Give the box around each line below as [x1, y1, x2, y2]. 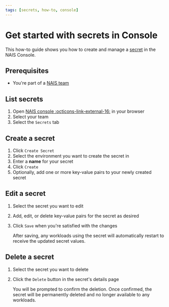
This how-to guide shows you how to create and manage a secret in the [5, 46, 156, 53]
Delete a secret [5, 253, 54, 262]
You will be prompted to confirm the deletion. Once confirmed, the [12, 286, 152, 292]
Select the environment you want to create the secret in [12, 153, 130, 159]
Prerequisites [5, 66, 49, 75]
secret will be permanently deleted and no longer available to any [12, 291, 150, 297]
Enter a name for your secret [12, 159, 74, 164]
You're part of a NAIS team [12, 80, 69, 86]
